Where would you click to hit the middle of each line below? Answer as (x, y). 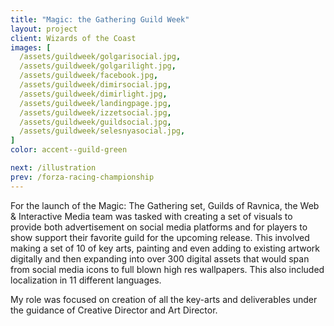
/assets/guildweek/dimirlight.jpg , (93, 94)
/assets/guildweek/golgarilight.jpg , (98, 66)
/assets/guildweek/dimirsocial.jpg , (95, 85)
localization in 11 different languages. (86, 280)
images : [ (31, 47)
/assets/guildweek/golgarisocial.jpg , (100, 57)
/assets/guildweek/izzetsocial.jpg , (95, 112)
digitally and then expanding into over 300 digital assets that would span (160, 258)
